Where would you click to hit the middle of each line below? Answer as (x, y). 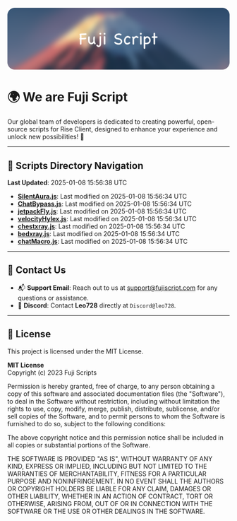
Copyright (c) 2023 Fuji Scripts (52, 373)
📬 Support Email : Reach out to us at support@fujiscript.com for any (117, 288)
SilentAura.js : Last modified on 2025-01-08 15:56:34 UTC (102, 197)
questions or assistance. (53, 298)
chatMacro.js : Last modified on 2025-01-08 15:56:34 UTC (103, 242)
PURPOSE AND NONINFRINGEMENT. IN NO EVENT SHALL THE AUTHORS (116, 481)
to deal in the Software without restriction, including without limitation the (114, 401)
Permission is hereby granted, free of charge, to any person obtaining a (111, 386)
